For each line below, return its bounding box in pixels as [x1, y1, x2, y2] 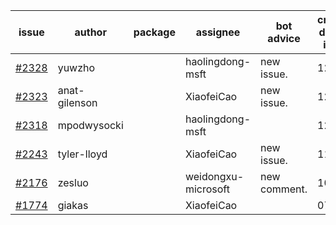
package [133, 25, 176, 39]
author [74, 25, 107, 39]
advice [267, 32, 301, 45]
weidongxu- [184, 170, 245, 183]
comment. [260, 182, 308, 196]
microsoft [184, 182, 230, 196]
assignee [195, 25, 241, 39]
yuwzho [57, 61, 96, 74]
